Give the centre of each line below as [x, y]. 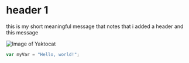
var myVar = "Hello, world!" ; [43, 54]
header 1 [27, 10]
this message [22, 32]
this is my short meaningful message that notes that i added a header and [95, 26]
